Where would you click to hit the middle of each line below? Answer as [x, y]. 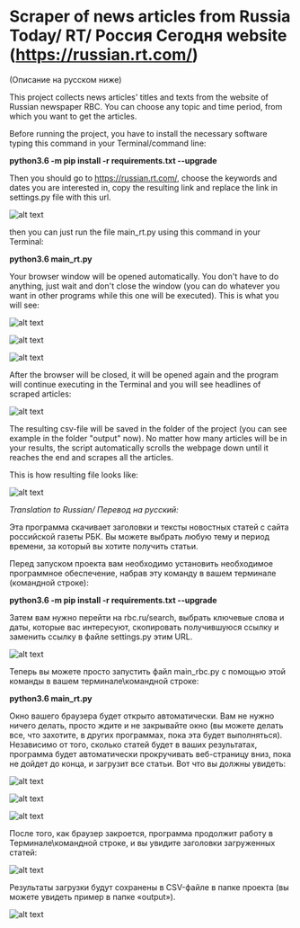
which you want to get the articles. [73, 116]
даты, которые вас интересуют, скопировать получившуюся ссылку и [144, 627]
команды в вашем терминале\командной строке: [104, 681]
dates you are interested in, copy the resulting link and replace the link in [144, 187]
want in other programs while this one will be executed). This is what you [144, 295]
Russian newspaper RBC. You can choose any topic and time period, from [146, 106]
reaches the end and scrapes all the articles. [91, 457]
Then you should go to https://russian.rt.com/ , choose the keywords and [143, 178]
